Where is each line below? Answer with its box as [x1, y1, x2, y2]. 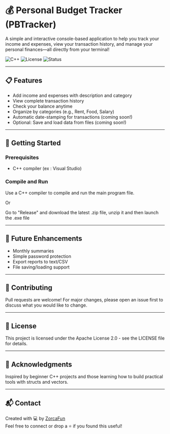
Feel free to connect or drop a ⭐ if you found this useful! [5, 423, 122, 429]
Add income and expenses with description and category [12, 92, 133, 98]
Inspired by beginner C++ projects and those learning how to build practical [5, 373, 163, 379]
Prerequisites [5, 154, 39, 161]
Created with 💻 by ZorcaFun [5, 415, 66, 421]
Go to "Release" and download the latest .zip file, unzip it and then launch [5, 209, 159, 215]
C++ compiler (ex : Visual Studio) [12, 165, 82, 172]
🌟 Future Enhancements [5, 235, 82, 243]
